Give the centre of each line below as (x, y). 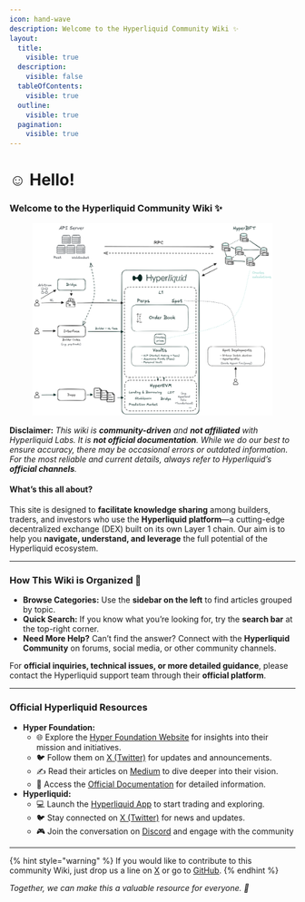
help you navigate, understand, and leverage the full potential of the (138, 538)
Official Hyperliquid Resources (79, 708)
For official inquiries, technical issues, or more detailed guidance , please (149, 666)
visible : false (54, 77)
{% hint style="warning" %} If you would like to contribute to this (131, 860)
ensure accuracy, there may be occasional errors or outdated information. (149, 449)
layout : (24, 38)
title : (30, 48)
